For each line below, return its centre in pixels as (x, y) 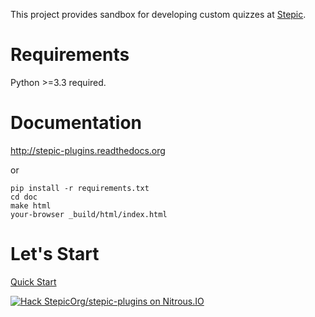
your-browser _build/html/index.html (89, 214)
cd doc (24, 197)
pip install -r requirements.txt (80, 188)
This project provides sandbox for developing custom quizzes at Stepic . (158, 14)
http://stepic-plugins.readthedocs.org (88, 150)
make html (31, 205)
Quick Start (33, 281)
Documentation (76, 123)
